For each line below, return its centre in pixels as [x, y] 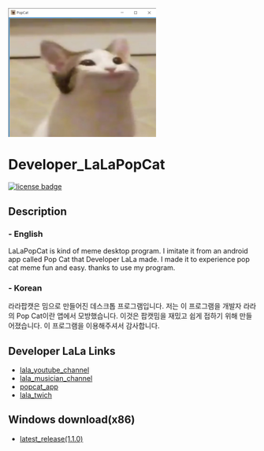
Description [37, 211]
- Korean [25, 288]
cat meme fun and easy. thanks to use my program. [92, 268]
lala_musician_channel [56, 378]
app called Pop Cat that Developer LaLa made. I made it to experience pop [129, 259]
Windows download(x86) [72, 420]
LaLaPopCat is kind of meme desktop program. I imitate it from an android [128, 250]
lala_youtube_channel [54, 370]
